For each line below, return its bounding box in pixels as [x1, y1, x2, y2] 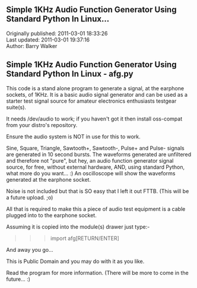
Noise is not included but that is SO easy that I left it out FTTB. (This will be [6, 187, 189, 195]
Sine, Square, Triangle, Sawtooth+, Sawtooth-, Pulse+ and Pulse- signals [6, 144, 185, 151]
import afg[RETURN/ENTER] [50, 235, 120, 242]
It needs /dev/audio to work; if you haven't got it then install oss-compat [6, 115, 183, 122]
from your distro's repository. [6, 121, 78, 128]
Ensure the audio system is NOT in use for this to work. [6, 133, 141, 140]
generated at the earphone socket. [6, 176, 91, 183]
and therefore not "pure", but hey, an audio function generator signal [6, 157, 174, 164]
